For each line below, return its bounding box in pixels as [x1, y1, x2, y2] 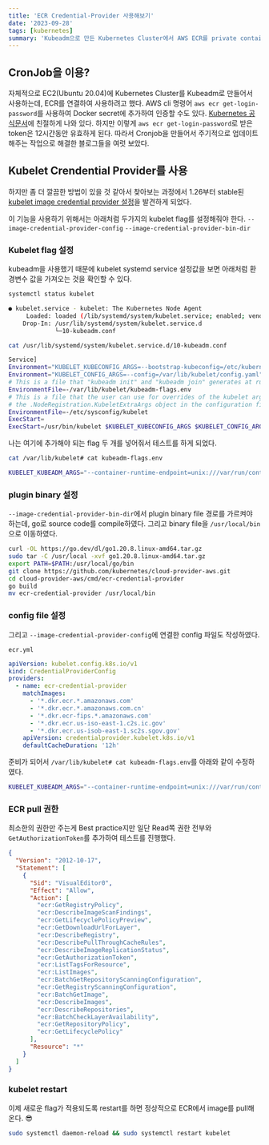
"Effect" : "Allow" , [29, 886, 94, 894]
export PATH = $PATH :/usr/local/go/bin [8, 560, 134, 568]
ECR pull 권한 [8, 803, 58, 814]
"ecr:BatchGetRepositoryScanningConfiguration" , [37, 976, 203, 984]
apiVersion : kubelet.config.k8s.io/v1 [8, 660, 138, 668]
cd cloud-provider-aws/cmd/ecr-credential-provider [8, 574, 184, 583]
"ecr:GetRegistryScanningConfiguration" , [37, 983, 178, 991]
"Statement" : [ [15, 864, 66, 873]
